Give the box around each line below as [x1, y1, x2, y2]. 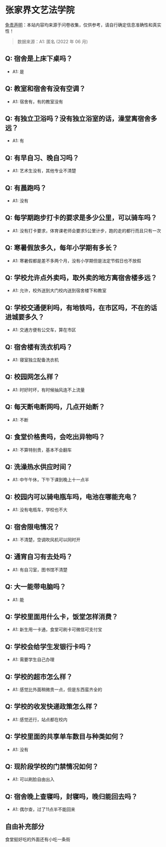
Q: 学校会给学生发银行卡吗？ [5, 642, 93, 651]
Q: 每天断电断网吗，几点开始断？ [5, 403, 106, 411]
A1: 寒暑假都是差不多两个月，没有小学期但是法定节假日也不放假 [12, 258, 141, 264]
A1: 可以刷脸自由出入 [12, 776, 55, 783]
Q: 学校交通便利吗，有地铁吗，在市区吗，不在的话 [5, 303, 158, 312]
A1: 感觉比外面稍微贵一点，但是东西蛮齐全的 [12, 687, 103, 692]
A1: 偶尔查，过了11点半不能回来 [12, 806, 76, 812]
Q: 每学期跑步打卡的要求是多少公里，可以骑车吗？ [5, 213, 158, 222]
